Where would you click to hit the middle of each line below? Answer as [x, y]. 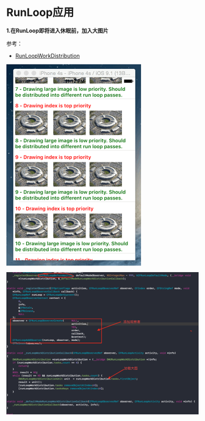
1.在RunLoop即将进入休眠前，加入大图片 [57, 31]
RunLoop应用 [40, 13]
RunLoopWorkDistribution [48, 56]
